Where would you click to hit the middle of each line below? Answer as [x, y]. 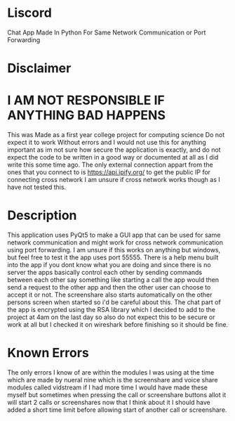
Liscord [30, 13]
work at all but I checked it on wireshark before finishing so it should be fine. [118, 324]
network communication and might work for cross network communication [115, 242]
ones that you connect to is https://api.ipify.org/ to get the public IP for [109, 172]
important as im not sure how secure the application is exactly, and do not [114, 150]
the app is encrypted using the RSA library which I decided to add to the [112, 310]
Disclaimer [39, 69]
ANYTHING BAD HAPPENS [87, 116]
